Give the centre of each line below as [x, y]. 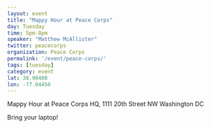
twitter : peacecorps [37, 46]
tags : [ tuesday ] [30, 65]
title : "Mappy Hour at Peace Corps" [60, 20]
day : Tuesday [26, 26]
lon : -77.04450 [29, 84]
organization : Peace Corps [46, 53]
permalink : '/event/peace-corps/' [57, 59]
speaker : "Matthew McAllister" [52, 39]
